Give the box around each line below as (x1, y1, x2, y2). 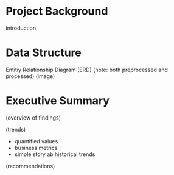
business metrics (14, 144, 58, 151)
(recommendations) (5, 162, 55, 170)
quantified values (14, 137, 58, 145)
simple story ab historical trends (14, 151, 96, 158)
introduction (5, 24, 37, 32)
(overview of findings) (5, 114, 61, 121)
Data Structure (5, 46, 82, 60)
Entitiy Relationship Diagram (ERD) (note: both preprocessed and (5, 66, 169, 73)
